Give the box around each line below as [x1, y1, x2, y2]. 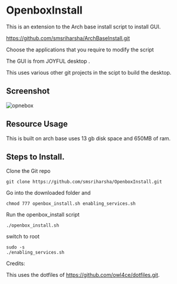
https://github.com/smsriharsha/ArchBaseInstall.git [6, 34, 130, 41]
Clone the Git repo [6, 167, 51, 175]
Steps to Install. [6, 151, 65, 162]
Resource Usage [6, 119, 68, 129]
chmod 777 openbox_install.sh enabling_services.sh [6, 201, 136, 207]
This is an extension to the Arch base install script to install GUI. [6, 23, 161, 30]
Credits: [6, 260, 25, 267]
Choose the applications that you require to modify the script [6, 46, 155, 53]
